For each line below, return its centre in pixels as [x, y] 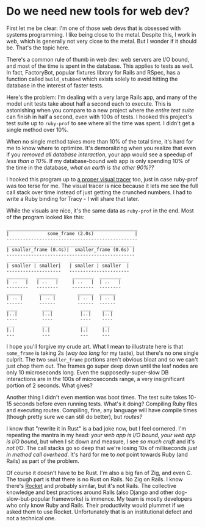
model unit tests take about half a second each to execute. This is [89, 104]
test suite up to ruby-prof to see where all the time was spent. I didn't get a [101, 123]
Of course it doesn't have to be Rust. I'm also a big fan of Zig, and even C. [99, 473]
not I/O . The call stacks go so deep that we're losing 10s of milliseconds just [102, 448]
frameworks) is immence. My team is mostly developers [122, 498]
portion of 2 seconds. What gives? [49, 385]
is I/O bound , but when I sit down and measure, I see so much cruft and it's [101, 442]
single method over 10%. [38, 129]
